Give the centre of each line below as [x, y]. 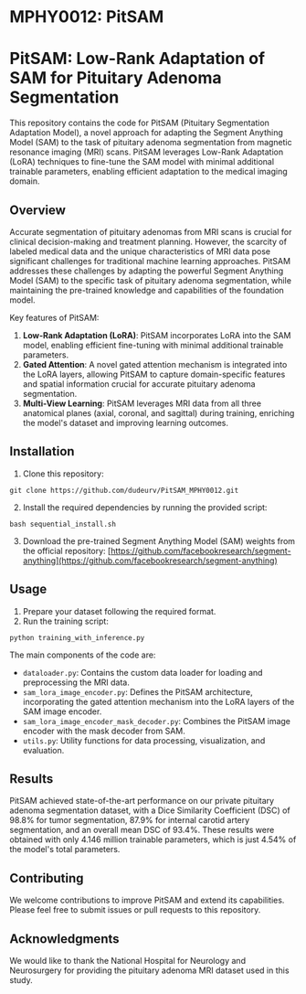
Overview [38, 210]
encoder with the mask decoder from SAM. [104, 731]
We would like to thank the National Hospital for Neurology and [128, 961]
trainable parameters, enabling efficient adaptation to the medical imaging [148, 172]
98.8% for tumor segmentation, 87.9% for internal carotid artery [130, 820]
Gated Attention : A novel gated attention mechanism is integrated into [155, 364]
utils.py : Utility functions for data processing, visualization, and [144, 740]
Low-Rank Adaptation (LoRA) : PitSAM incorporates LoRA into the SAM [157, 335]
